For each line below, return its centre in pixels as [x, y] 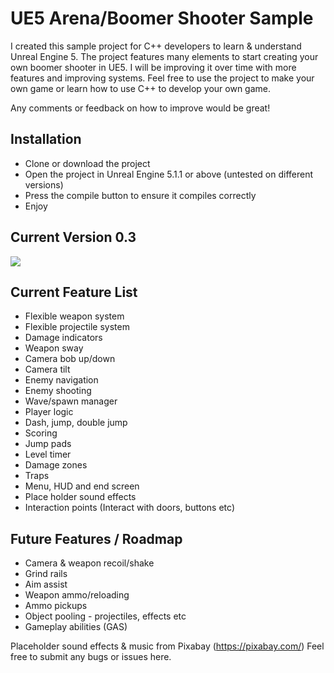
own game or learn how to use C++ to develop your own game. [140, 88]
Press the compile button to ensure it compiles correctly [140, 195]
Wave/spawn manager [71, 401]
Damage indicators [63, 338]
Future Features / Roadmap [96, 538]
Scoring [41, 433]
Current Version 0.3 [73, 237]
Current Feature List [74, 292]
